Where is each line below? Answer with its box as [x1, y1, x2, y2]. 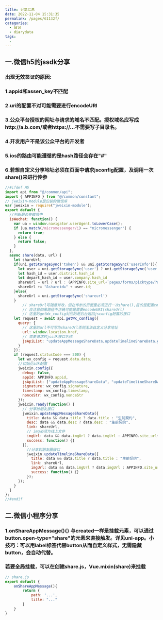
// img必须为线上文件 [26, 429, 65, 434]
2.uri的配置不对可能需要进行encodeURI [5, 102, 98, 109]
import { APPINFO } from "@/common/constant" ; [5, 194, 101, 199]
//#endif [5, 497, 23, 502]
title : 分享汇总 [5, 7, 35, 12]
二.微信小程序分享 [5, 511, 59, 520]
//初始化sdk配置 [17, 362, 48, 366]
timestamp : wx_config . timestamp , [22, 388, 90, 394]
